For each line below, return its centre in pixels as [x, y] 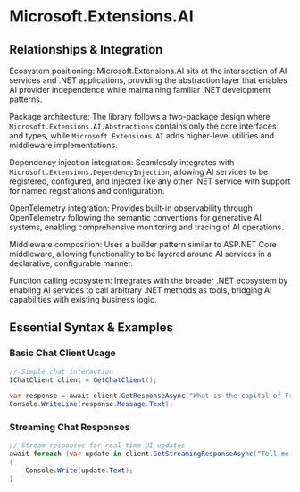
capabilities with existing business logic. [83, 300]
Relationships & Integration [86, 50]
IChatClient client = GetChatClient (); [83, 380]
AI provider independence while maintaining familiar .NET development [140, 90]
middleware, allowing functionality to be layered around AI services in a [141, 254]
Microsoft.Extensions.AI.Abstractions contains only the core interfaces [143, 126]
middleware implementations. [63, 145]
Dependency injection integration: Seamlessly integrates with [122, 162]
